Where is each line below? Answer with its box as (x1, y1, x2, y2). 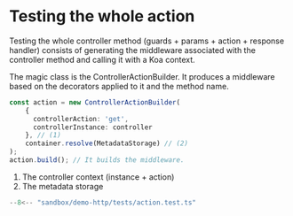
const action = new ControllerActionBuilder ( (9, 97, 180, 107)
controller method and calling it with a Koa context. (9, 54, 195, 65)
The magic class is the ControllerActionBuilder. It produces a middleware (9, 71, 275, 81)
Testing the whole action (9, 6, 195, 27)
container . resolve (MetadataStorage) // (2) (25, 139, 189, 148)
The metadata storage (21, 181, 104, 191)
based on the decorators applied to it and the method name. (9, 81, 229, 91)
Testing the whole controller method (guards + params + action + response (9, 35, 285, 46)
